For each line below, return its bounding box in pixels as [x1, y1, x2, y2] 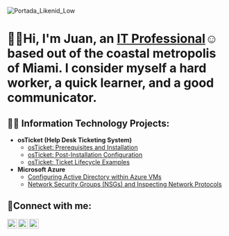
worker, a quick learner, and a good [7, 75, 214, 91]
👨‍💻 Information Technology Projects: [7, 117, 170, 129]
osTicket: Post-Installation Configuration [27, 151, 143, 159]
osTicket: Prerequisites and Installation [27, 143, 139, 151]
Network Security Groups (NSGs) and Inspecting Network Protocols [27, 180, 222, 188]
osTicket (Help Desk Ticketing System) [17, 136, 133, 144]
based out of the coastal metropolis [7, 46, 217, 62]
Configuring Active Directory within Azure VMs [27, 173, 162, 180]
